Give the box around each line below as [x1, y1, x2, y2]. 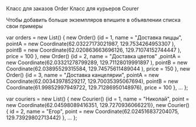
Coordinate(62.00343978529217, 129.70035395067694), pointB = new [6, 78, 178, 85]
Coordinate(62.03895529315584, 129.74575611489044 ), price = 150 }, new [6, 65, 190, 72]
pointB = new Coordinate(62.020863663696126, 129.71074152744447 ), [6, 46, 181, 54]
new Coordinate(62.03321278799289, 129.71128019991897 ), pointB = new [6, 59, 188, 66]
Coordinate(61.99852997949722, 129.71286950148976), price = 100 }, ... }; [6, 84, 188, 91]
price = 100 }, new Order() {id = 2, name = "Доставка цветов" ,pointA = [6, 53, 181, 59]
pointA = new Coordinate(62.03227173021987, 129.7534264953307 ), [6, 41, 175, 47]
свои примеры [6, 23, 43, 29]
